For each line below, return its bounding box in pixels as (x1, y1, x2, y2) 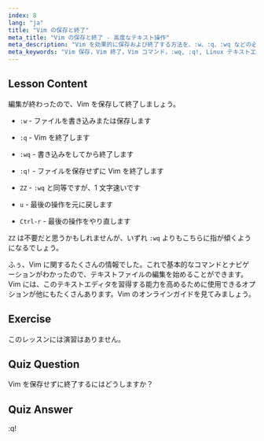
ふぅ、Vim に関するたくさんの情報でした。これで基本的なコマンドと (8, 259, 229, 269)
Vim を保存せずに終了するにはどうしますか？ (8, 380, 154, 389)
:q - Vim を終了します (19, 132, 90, 142)
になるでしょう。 (8, 243, 64, 252)
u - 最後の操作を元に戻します (19, 199, 114, 209)
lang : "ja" (8, 19, 44, 27)
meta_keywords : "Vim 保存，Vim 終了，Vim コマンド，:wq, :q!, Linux (8, 48, 224, 56)
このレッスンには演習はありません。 (8, 334, 126, 343)
